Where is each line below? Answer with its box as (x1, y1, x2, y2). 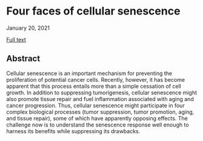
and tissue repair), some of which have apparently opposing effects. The (6, 114, 188, 122)
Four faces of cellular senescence (6, 4, 181, 18)
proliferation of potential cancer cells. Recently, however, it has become (6, 76, 185, 83)
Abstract (6, 53, 41, 64)
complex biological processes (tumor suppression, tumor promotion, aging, (6, 108, 195, 116)
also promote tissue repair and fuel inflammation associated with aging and (6, 95, 194, 102)
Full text (6, 36, 26, 43)
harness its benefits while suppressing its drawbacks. (6, 127, 141, 134)
